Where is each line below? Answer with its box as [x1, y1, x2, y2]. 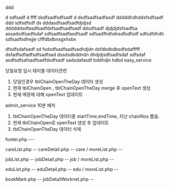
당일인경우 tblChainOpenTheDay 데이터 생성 [12, 79, 103, 84]
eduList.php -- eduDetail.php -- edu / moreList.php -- [5, 166, 119, 172]
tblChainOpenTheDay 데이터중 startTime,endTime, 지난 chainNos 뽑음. [12, 113, 160, 119]
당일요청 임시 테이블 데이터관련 [5, 68, 68, 73]
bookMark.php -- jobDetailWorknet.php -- [5, 176, 94, 182]
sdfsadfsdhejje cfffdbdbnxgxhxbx [5, 36, 76, 42]
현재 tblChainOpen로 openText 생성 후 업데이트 [12, 120, 109, 125]
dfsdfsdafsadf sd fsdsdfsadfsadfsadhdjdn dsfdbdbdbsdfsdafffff [5, 46, 140, 52]
